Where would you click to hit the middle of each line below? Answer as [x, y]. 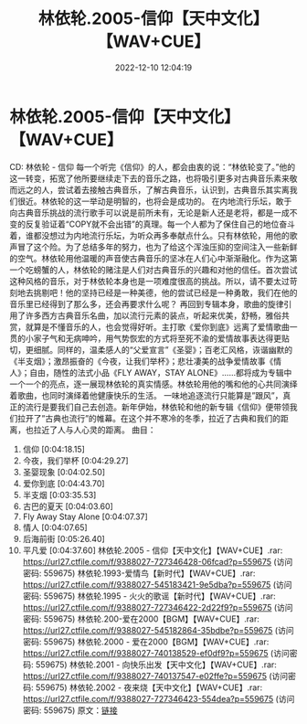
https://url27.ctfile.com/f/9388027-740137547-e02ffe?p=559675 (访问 [155, 676]
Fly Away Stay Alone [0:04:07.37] [85, 516]
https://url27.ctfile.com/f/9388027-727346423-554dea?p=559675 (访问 [159, 698]
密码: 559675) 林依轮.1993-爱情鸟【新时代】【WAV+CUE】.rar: [139, 573]
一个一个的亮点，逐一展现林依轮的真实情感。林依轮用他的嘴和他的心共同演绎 [153, 384]
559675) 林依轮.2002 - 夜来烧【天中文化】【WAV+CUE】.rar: [149, 687]
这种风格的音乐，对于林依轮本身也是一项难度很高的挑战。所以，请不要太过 [149, 281]
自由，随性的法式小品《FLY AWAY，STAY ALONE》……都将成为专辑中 [160, 372]
